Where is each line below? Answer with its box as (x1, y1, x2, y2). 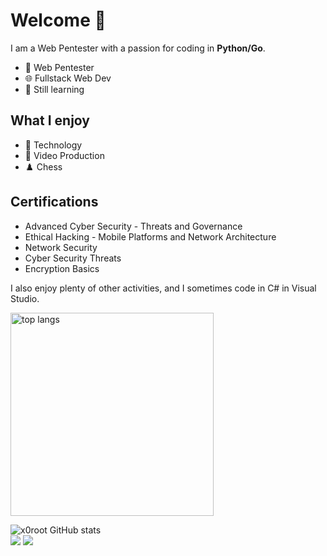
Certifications (10, 194, 99, 211)
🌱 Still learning (24, 83, 85, 95)
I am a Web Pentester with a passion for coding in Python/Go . (10, 42, 266, 54)
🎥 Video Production (24, 149, 105, 161)
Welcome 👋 (10, 9, 107, 32)
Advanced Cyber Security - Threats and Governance (24, 220, 243, 232)
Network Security (24, 241, 98, 253)
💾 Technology (24, 139, 83, 151)
